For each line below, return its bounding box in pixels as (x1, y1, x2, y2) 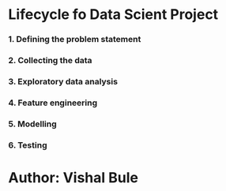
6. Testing (8, 140, 47, 151)
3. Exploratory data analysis (8, 76, 119, 87)
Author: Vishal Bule (8, 168, 138, 186)
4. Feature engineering (8, 97, 98, 108)
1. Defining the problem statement (8, 34, 141, 45)
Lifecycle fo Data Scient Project (8, 6, 219, 24)
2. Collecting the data (8, 55, 92, 66)
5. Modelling (8, 118, 57, 129)
